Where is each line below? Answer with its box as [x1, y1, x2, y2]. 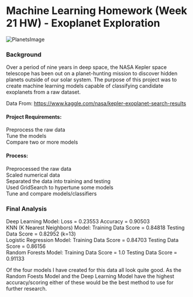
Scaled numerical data [6, 171, 60, 178]
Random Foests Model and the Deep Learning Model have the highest [6, 272, 174, 279]
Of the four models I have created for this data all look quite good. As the [6, 266, 182, 273]
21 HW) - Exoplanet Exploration [6, 16, 160, 30]
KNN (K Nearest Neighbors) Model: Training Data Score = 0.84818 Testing [6, 224, 185, 231]
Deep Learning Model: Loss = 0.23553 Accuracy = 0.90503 [6, 217, 150, 225]
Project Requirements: [6, 113, 62, 120]
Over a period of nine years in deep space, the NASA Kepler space [6, 64, 167, 71]
